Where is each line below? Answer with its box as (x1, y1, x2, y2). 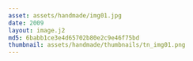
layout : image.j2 (8, 26, 66, 34)
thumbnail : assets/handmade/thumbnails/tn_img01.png (8, 41, 186, 49)
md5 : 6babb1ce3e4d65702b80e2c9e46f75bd (8, 33, 140, 42)
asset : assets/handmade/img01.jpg (8, 11, 123, 20)
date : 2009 (8, 19, 44, 27)
